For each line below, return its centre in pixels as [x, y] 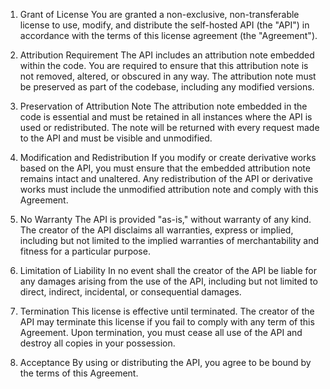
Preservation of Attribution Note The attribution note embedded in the [163, 106]
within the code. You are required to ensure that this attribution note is [164, 65]
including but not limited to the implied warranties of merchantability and [169, 240]
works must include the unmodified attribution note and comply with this [169, 189]
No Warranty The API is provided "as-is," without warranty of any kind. [165, 219]
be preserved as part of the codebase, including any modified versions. [167, 87]
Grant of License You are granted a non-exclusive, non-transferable [159, 14]
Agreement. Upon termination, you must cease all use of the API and [161, 332]
